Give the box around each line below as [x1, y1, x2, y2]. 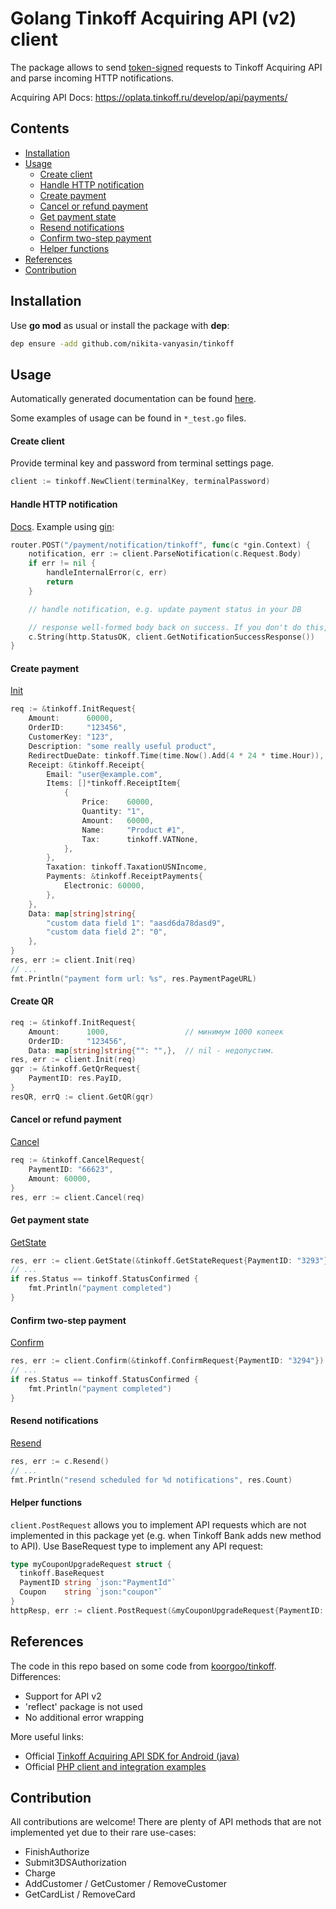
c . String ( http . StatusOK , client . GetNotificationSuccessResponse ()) [28, 632, 315, 642]
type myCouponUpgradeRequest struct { [10, 1559, 172, 1569]
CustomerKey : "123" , [28, 732, 114, 742]
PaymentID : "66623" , [28, 1164, 114, 1174]
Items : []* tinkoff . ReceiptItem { [46, 778, 182, 789]
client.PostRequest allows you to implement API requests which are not [10, 1518, 307, 1531]
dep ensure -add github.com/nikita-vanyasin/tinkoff [10, 338, 235, 349]
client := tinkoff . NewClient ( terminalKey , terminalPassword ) [10, 477, 271, 487]
